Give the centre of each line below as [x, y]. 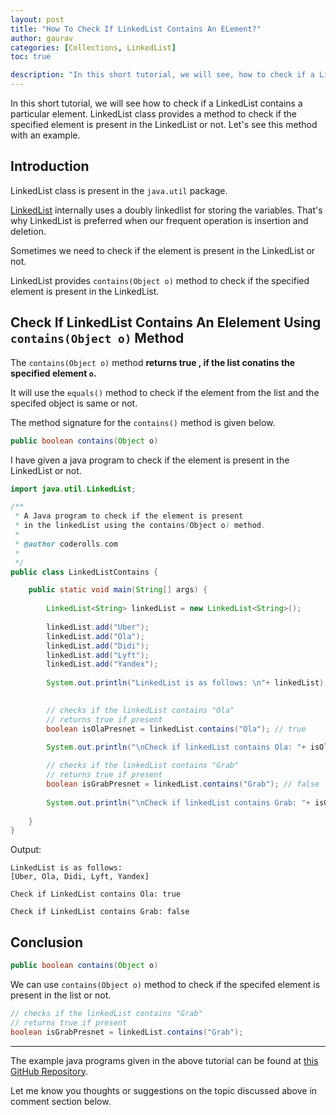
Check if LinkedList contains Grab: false [100, 912]
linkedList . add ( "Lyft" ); [98, 655]
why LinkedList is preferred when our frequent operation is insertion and [159, 220]
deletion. [28, 231]
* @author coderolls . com [66, 544]
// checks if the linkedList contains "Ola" [140, 710]
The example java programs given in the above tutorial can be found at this [164, 1060]
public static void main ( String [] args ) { [118, 590]
